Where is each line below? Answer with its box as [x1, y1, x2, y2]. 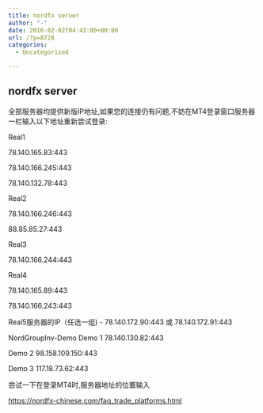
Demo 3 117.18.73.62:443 [8, 363, 89, 373]
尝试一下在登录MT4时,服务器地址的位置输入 [8, 380, 151, 389]
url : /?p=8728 [8, 33, 55, 42]
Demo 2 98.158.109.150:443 [8, 348, 97, 358]
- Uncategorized [15, 48, 69, 56]
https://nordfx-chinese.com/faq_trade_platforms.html [8, 396, 182, 405]
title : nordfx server [8, 11, 80, 20]
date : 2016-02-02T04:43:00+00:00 [8, 26, 119, 34]
